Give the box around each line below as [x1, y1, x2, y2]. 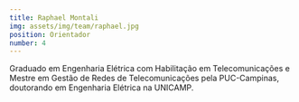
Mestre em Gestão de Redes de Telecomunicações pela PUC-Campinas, [9, 73, 280, 84]
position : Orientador [9, 30, 91, 39]
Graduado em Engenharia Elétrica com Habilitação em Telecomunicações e [9, 63, 291, 74]
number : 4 [9, 38, 47, 48]
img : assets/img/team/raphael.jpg [9, 22, 140, 31]
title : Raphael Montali [9, 13, 99, 23]
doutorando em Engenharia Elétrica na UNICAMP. [9, 82, 194, 93]
